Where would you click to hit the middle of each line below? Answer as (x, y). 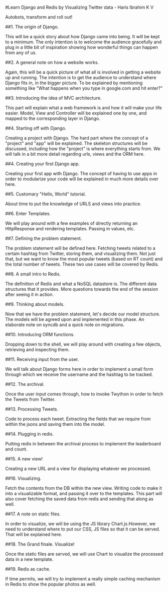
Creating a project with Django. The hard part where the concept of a (77, 138)
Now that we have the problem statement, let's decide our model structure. (83, 314)
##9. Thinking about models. (35, 304)
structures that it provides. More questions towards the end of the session (82, 289)
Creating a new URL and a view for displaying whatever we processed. (78, 469)
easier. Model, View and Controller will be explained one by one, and (76, 113)
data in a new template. (29, 559)
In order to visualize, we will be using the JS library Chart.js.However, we (80, 524)
